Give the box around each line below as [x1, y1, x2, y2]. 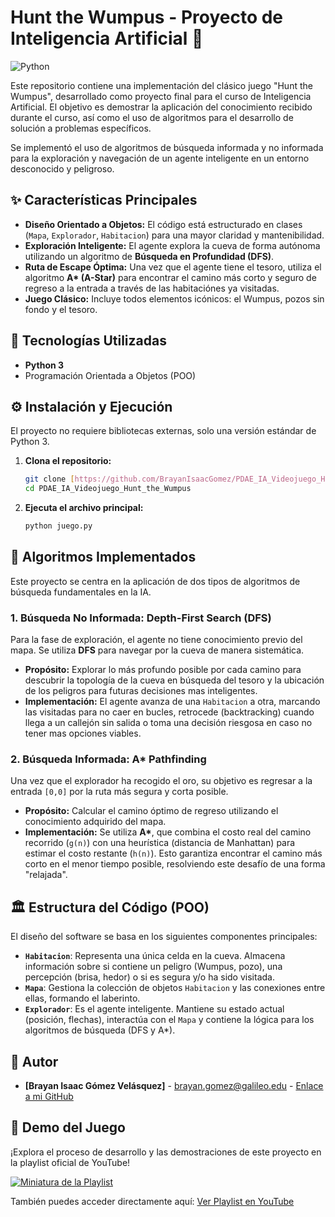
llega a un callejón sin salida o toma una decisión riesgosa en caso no [24, 717, 313, 729]
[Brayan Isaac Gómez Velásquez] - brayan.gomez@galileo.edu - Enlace [24, 1080, 324, 1092]
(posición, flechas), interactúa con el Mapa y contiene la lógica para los [24, 1014, 315, 1026]
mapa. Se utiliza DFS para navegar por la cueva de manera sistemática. [10, 644, 305, 656]
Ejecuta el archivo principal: [24, 502, 144, 514]
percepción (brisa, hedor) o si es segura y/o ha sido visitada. [24, 971, 275, 983]
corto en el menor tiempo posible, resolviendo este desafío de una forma [24, 858, 326, 870]
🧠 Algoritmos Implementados [10, 549, 197, 566]
